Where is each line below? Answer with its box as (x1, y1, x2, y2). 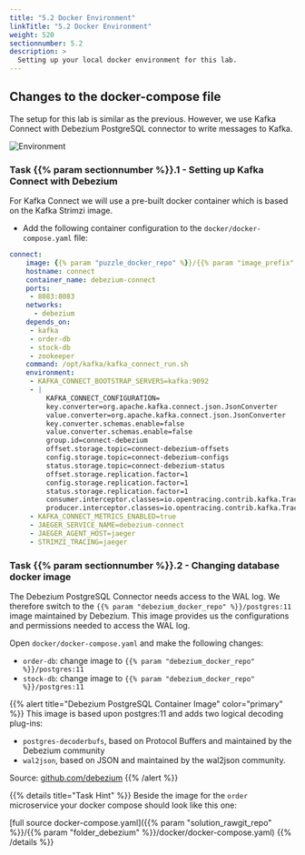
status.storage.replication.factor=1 (45, 487, 189, 496)
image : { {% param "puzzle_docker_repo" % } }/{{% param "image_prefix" (25, 258, 295, 267)
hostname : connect (25, 267, 95, 276)
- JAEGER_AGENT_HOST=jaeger (29, 528, 136, 538)
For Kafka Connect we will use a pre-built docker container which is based (9, 196, 289, 206)
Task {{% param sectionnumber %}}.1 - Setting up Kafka (9, 163, 264, 176)
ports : (25, 284, 51, 293)
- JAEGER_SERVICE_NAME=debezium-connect (29, 520, 184, 530)
